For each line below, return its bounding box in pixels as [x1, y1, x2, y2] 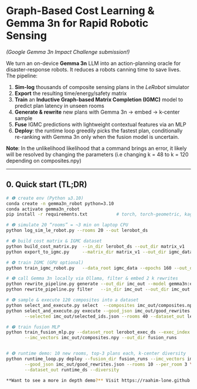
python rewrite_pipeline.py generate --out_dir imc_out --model [6, 281, 167, 287]
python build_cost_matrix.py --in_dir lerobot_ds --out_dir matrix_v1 [6, 243, 185, 250]
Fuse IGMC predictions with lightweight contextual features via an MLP [14, 121, 186, 128]
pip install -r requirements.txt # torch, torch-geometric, [6, 211, 182, 217]
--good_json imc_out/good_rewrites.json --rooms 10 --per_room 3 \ [24, 361, 193, 367]
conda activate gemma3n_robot [6, 206, 80, 212]
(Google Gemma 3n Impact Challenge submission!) [6, 48, 130, 55]
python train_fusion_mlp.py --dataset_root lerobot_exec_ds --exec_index [6, 329, 191, 335]
